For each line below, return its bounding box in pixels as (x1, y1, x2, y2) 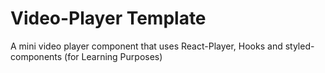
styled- (284, 40, 315, 52)
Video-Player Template (10, 7, 207, 30)
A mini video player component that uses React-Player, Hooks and (10, 40, 283, 52)
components (10, 50, 63, 62)
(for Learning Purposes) (64, 50, 163, 62)
